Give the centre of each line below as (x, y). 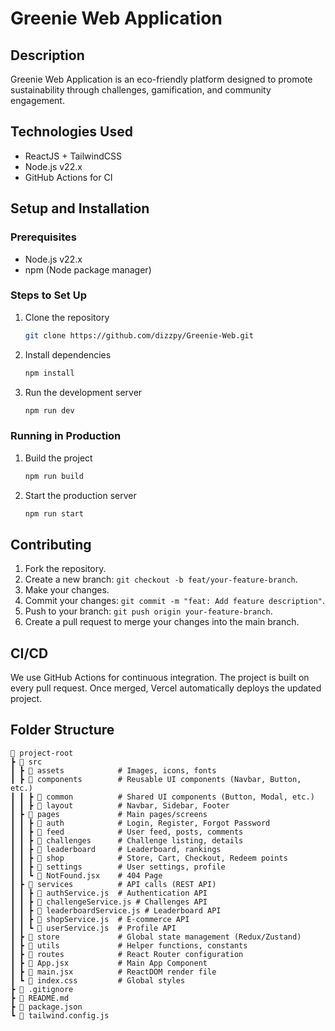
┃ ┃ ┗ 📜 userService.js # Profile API (93, 928)
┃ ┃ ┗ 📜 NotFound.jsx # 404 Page (86, 875)
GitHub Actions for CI (68, 177)
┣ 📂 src (26, 762)
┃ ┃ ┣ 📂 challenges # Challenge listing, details (127, 840)
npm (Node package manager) (88, 269)
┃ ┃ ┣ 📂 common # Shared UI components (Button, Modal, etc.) (162, 797)
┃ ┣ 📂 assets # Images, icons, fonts (113, 770)
